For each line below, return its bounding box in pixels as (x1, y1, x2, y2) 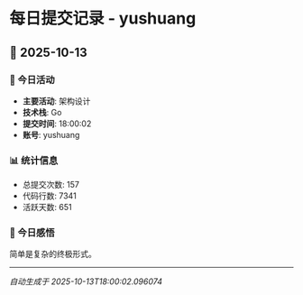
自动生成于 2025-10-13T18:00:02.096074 (9, 276, 162, 287)
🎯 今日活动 (9, 73, 56, 86)
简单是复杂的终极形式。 (9, 249, 96, 260)
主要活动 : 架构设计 (22, 96, 91, 106)
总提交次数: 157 (22, 180, 79, 190)
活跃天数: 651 (22, 202, 72, 213)
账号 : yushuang (22, 129, 80, 140)
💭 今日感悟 (9, 226, 56, 239)
